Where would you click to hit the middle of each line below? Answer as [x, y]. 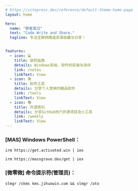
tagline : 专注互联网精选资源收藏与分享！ [48, 38]
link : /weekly [29, 117]
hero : [11, 24]
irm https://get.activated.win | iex [44, 151]
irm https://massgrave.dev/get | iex [44, 159]
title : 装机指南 [29, 60]
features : [15, 51]
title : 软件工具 [29, 84]
